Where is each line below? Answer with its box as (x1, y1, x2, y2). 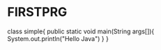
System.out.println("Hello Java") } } (7, 34, 109, 42)
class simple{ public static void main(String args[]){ (7, 27, 155, 35)
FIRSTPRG (7, 4, 68, 20)
